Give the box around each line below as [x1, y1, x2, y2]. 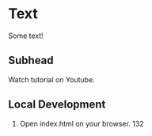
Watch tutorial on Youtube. [8, 74, 95, 84]
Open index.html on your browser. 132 [19, 119, 144, 128]
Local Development [8, 98, 106, 111]
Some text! [8, 31, 44, 40]
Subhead [8, 54, 54, 67]
